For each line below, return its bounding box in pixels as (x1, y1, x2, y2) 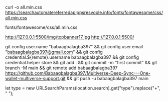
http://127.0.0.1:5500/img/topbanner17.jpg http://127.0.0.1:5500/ (5, 34, 134, 40)
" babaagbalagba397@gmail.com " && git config (5, 49, 103, 55)
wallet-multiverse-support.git (5, 76, 66, 81)
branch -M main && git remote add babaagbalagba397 (5, 65, 118, 71)
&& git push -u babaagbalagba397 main (66, 76, 149, 81)
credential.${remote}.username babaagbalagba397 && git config (5, 54, 139, 60)
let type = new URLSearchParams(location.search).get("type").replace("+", (5, 85, 160, 91)
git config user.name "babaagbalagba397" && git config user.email (5, 44, 143, 49)
